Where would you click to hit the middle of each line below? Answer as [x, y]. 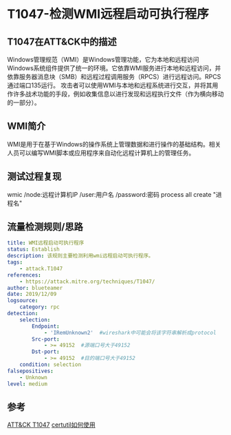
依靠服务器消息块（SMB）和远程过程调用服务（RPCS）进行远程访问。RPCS [114, 77]
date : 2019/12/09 [32, 294]
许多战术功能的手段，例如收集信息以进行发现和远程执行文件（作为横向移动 [118, 94]
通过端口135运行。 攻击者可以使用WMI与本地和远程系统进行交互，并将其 [110, 85]
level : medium [27, 384]
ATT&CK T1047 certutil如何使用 [52, 425]
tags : [15, 262]
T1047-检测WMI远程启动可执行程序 [108, 14]
